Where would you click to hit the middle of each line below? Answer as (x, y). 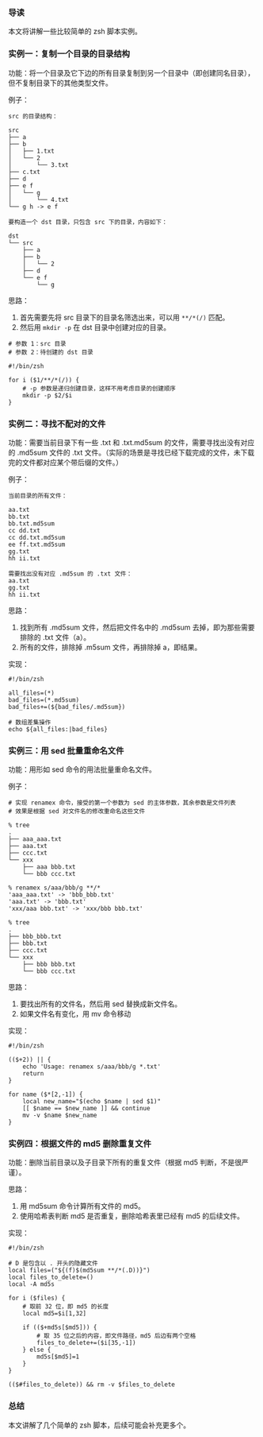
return (33, 1074)
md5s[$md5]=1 (58, 1357)
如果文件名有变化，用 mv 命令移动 (75, 1014)
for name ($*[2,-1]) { (46, 1094)
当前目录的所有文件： (38, 496)
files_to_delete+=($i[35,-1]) (86, 1343)
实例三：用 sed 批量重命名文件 (66, 750)
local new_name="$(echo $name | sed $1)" (91, 1102)
